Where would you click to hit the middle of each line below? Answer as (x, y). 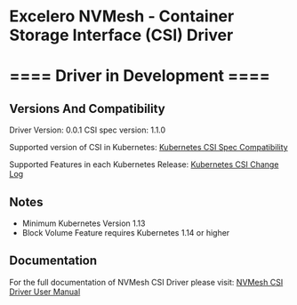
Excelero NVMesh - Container (122, 16)
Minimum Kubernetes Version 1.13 (84, 223)
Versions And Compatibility (88, 108)
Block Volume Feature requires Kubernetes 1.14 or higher (126, 233)
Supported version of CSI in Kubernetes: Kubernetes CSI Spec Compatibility (148, 148)
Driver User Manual (45, 292)
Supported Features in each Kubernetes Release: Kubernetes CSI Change (144, 165)
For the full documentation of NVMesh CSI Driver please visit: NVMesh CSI (146, 282)
